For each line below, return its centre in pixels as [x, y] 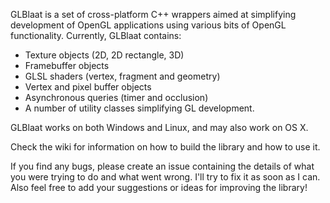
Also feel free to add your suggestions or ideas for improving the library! [159, 187]
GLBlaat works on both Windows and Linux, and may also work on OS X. [159, 127]
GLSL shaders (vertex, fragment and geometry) [122, 76]
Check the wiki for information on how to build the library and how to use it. [165, 147]
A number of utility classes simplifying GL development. [139, 108]
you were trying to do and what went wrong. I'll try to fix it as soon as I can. [165, 177]
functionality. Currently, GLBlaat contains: [96, 35]
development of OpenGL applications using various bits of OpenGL [148, 25]
